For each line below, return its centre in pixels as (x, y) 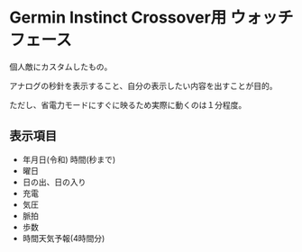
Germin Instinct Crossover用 (118, 18)
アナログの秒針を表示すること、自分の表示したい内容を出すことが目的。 (143, 85)
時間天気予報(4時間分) (64, 238)
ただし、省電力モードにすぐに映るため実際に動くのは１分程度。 (128, 104)
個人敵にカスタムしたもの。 (61, 67)
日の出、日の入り (54, 182)
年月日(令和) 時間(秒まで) (69, 159)
